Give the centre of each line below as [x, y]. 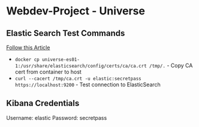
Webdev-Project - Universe [76, 11]
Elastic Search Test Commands [66, 33]
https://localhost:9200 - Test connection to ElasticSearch [88, 84]
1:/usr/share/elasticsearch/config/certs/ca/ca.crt [81, 66]
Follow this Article [28, 47]
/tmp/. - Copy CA [171, 65]
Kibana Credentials [43, 103]
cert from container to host [48, 72]
